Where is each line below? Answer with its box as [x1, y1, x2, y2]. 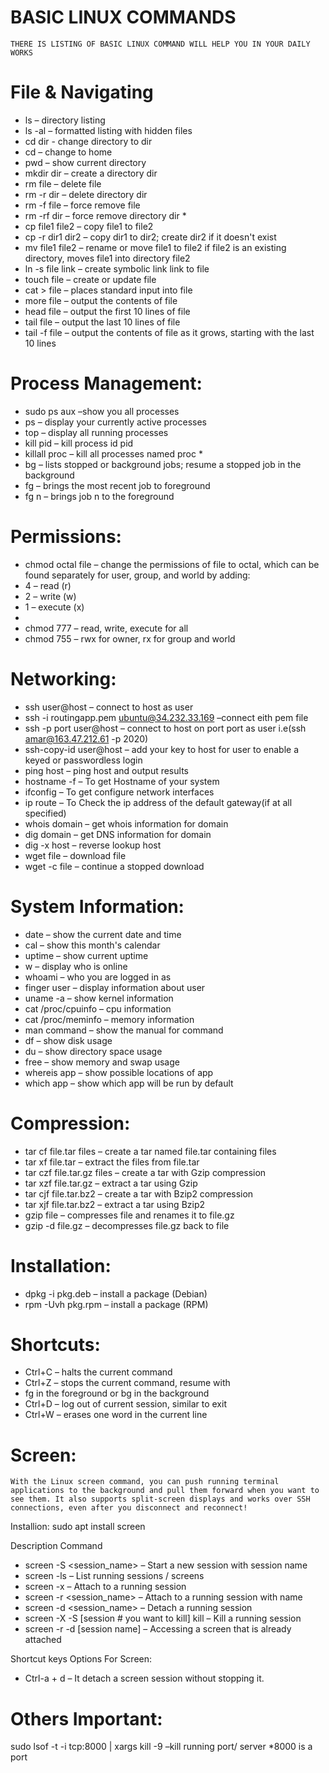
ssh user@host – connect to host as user [24, 701, 194, 713]
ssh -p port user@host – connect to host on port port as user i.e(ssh [24, 722, 307, 734]
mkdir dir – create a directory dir [24, 167, 158, 179]
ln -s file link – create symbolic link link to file [24, 262, 210, 275]
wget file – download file [24, 849, 127, 861]
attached [24, 1634, 62, 1646]
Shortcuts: [10, 1333, 101, 1356]
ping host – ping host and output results [24, 764, 189, 776]
